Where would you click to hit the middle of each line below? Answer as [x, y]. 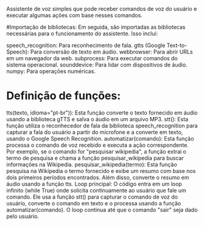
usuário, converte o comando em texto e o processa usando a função [94, 203]
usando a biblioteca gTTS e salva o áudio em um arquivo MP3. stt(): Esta [97, 119]
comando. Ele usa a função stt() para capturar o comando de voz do [92, 197]
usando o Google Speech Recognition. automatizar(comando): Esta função [100, 138]
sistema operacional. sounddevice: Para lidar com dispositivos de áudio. [97, 65]
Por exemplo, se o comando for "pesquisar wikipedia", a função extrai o [97, 151]
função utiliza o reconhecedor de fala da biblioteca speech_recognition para [102, 125]
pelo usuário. [23, 216]
